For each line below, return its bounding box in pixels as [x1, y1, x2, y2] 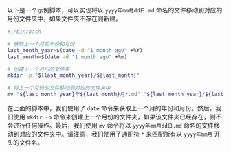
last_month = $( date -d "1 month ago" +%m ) [7, 54, 128, 60]
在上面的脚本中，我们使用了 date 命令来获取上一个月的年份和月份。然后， [7, 104, 216, 112]
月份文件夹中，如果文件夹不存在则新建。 [7, 14, 122, 23]
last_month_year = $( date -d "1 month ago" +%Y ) [7, 47, 143, 54]
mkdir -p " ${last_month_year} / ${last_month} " [7, 72, 140, 79]
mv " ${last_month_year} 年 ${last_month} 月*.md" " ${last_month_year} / [7, 91, 206, 98]
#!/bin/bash [7, 28, 41, 35]
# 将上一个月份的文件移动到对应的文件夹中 [7, 84, 111, 91]
